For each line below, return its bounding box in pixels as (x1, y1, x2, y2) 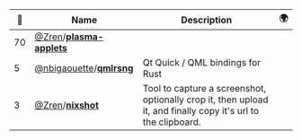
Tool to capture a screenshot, (142, 83, 267, 94)
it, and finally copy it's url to (142, 105, 259, 117)
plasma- (66, 31, 104, 43)
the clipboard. (142, 116, 201, 128)
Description (181, 13, 232, 26)
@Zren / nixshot (34, 99, 99, 111)
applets (34, 42, 67, 54)
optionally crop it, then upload (142, 93, 269, 106)
